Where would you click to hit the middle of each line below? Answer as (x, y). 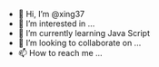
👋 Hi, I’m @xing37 (51, 14)
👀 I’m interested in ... (56, 24)
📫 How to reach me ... (60, 53)
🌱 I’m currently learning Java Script (84, 33)
